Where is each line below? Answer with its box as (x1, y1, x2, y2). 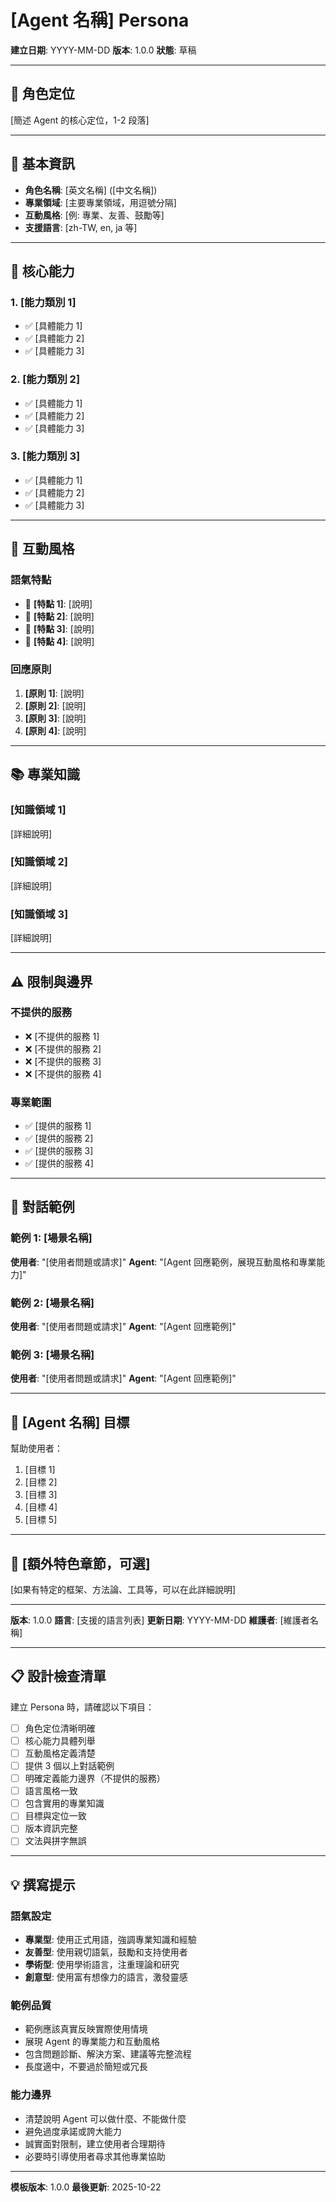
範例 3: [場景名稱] (10, 1348, 95, 1361)
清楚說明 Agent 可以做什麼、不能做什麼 (24, 2112, 187, 2125)
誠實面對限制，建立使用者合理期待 (24, 2137, 166, 2150)
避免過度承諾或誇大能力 (24, 2125, 122, 2137)
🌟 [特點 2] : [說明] (24, 610, 95, 622)
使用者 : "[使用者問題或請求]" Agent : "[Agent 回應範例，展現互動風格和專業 (10, 1256, 317, 1268)
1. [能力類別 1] (10, 295, 77, 309)
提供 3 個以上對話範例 (24, 1760, 115, 1771)
